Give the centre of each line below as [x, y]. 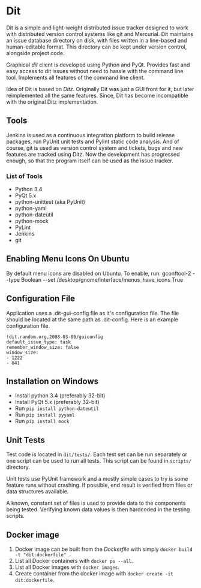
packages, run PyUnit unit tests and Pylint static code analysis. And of [93, 141]
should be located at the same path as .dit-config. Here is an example [92, 319]
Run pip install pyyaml [45, 415]
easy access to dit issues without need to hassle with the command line [95, 71]
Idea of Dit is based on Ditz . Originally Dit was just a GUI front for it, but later [100, 89]
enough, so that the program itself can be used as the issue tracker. [90, 161]
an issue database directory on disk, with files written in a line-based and [97, 40]
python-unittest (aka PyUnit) [50, 202]
